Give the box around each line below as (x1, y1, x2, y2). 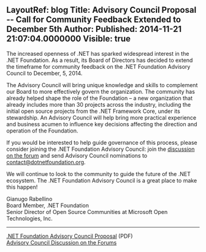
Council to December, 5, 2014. (6, 69, 83, 77)
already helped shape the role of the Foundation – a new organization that (6, 94, 193, 102)
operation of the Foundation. (6, 127, 78, 134)
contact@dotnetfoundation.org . (6, 158, 86, 166)
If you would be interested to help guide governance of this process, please (6, 139, 197, 146)
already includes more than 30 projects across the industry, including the (6, 101, 191, 108)
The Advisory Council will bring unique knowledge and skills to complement (6, 81, 198, 88)
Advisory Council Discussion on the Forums (6, 239, 117, 246)
